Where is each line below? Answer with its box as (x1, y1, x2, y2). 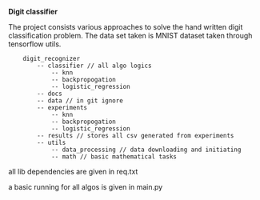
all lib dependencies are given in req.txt (8, 167, 138, 176)
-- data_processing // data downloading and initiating (50, 146, 242, 154)
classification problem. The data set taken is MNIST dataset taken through (8, 31, 253, 40)
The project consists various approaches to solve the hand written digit (8, 22, 243, 31)
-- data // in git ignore (37, 97, 124, 105)
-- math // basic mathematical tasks (50, 153, 178, 161)
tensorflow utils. (8, 39, 62, 49)
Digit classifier (8, 7, 58, 16)
